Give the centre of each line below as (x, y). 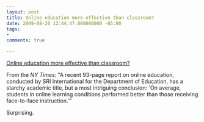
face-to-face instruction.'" (39, 101)
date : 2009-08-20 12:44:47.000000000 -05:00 (64, 23)
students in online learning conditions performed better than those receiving (102, 94)
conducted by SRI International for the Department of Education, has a (95, 81)
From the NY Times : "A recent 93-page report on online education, (90, 75)
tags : (13, 29)
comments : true (26, 40)
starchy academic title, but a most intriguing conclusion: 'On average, (94, 88)
